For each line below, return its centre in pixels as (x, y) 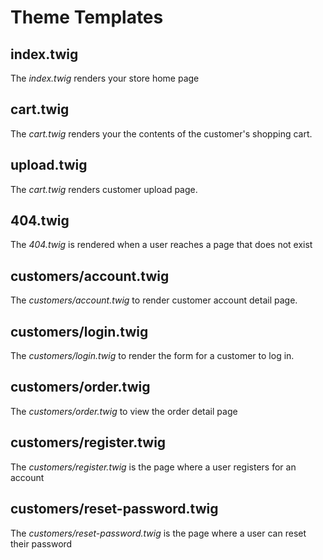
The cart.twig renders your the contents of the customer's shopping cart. (161, 133)
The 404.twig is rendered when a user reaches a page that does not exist (161, 245)
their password (41, 543)
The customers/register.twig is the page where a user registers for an (153, 467)
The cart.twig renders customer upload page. (104, 189)
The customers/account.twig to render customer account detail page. (154, 300)
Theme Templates (87, 17)
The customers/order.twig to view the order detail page (124, 411)
